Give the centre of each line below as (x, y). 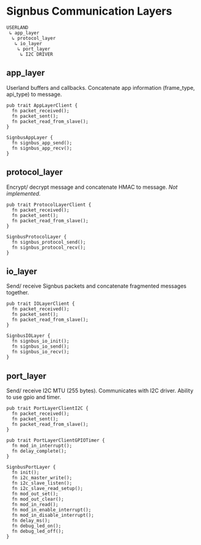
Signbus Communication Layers (89, 11)
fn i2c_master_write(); (42, 478)
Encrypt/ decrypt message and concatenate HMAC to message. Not (92, 187)
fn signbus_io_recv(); (41, 352)
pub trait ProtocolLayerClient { (49, 205)
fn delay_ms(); (31, 521)
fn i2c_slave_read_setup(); (48, 489)
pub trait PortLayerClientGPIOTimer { (56, 441)
